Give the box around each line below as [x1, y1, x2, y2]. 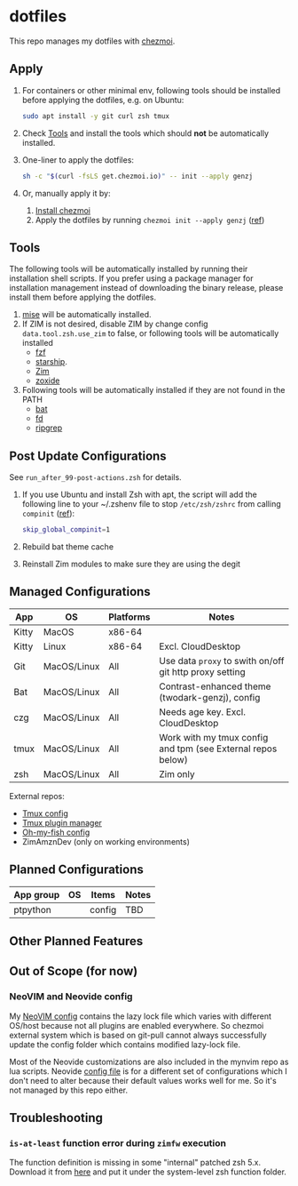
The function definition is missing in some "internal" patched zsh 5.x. [9, 1158, 262, 1168]
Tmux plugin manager [21, 817, 102, 828]
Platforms [107, 611, 151, 623]
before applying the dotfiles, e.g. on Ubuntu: [21, 94, 184, 105]
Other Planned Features [9, 934, 144, 949]
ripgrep [35, 422, 63, 433]
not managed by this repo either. [9, 1085, 129, 1095]
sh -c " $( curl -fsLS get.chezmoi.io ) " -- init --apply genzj [21, 172, 254, 180]
